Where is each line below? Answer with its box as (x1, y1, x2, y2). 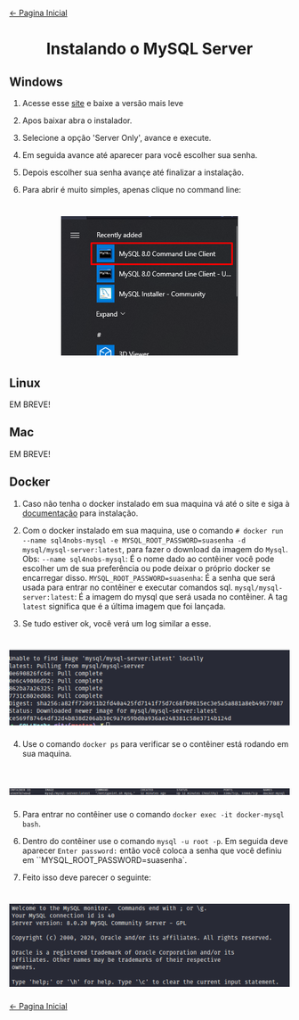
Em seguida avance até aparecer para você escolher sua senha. (21, 150, 258, 160)
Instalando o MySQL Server (45, 39, 254, 59)
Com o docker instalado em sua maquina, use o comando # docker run (21, 525, 284, 535)
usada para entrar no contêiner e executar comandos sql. (21, 582, 233, 593)
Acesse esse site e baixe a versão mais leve (21, 98, 184, 108)
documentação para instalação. (21, 508, 139, 518)
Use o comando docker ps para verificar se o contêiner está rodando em (21, 739, 289, 750)
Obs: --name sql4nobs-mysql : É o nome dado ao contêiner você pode (21, 553, 275, 564)
